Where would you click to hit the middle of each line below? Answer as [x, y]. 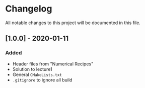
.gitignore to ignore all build [42, 80]
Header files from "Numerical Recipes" [53, 64]
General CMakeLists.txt [37, 74]
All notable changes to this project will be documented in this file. [73, 23]
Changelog [29, 9]
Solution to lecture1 [32, 69]
